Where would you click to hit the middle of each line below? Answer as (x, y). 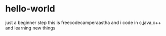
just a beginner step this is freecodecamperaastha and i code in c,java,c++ (83, 22)
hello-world (30, 9)
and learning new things (30, 27)
